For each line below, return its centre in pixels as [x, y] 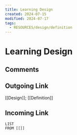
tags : [10, 23]
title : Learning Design [29, 9]
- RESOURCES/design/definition [41, 28]
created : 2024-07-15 [26, 14]
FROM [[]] [15, 128]
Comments [22, 69]
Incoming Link [27, 113]
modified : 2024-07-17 [27, 18]
